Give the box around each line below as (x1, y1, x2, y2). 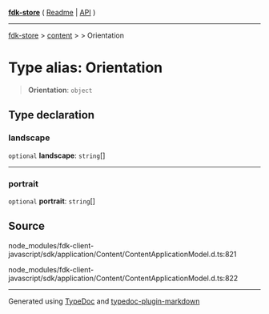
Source (8, 219, 46, 233)
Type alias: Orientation (8, 58, 163, 77)
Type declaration (8, 108, 94, 122)
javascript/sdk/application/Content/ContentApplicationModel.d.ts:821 (8, 249, 237, 259)
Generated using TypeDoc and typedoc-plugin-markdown (8, 296, 200, 306)
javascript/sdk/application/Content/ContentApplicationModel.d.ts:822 (8, 273, 239, 283)
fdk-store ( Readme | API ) (8, 8, 96, 17)
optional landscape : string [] (8, 151, 106, 160)
